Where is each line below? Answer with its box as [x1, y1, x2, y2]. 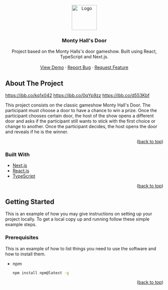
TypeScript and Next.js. [60, 54, 109, 60]
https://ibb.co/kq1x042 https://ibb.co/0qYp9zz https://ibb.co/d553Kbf [5, 92, 150, 99]
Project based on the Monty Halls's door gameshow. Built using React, [12, 48, 157, 54]
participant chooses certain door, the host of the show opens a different [5, 113, 154, 119]
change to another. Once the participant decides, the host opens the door [5, 124, 157, 130]
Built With [5, 151, 30, 158]
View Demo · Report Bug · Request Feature [40, 64, 129, 70]
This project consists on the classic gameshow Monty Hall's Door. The [5, 102, 150, 108]
